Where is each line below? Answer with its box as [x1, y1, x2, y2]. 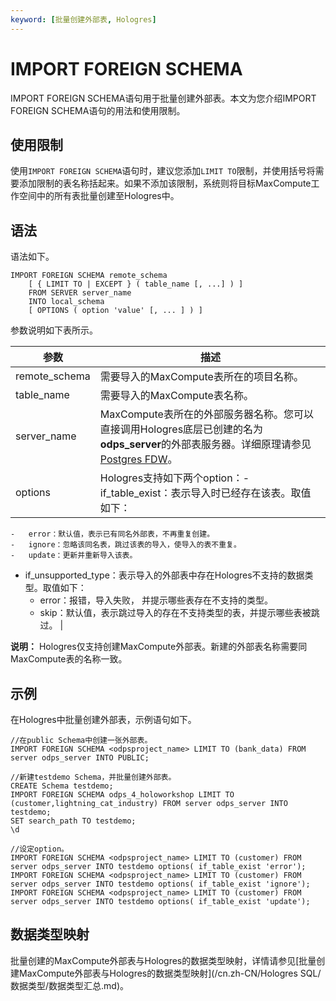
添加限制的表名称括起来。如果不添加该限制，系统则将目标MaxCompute [18, 177, 312, 190]
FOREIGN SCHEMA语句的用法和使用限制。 [10, 104, 186, 116]
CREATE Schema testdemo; [10, 781, 114, 791]
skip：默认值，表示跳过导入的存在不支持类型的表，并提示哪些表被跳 [39, 607, 320, 619]
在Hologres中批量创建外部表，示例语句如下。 [10, 714, 197, 725]
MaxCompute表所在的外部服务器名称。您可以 [99, 407, 314, 421]
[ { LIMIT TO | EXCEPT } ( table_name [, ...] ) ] [28, 279, 244, 290]
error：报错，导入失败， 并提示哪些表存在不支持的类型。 [39, 594, 273, 606]
